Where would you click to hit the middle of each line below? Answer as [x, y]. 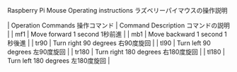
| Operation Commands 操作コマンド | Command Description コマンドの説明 [118, 25]
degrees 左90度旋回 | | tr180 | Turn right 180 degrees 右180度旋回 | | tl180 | [116, 52]
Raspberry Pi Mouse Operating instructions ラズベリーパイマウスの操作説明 [117, 10]
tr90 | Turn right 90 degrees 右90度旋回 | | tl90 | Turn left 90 [123, 43]
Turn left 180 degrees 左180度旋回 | [59, 61]
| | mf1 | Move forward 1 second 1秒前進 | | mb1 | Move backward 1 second [115, 34]
